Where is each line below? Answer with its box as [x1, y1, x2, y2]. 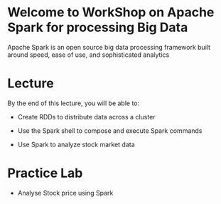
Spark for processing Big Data [7, 19, 188, 36]
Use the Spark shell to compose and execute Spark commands [17, 126, 203, 135]
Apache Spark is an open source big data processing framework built [7, 43, 211, 51]
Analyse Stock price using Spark [17, 188, 114, 197]
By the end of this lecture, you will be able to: [7, 99, 140, 107]
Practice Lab [7, 165, 83, 181]
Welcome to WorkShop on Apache [7, 4, 215, 21]
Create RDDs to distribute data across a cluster [17, 112, 156, 121]
